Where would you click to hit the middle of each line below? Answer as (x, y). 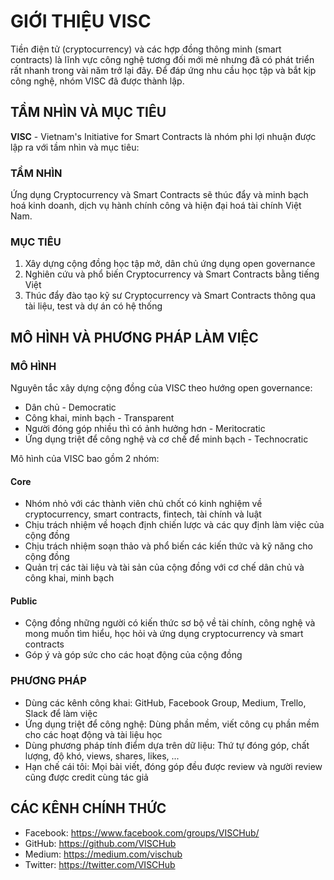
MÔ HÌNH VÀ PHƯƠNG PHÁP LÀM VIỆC (134, 337)
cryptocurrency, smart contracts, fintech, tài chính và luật (143, 514)
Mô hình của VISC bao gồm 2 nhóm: (85, 459)
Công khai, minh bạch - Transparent (99, 418)
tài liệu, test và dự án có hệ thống (93, 306)
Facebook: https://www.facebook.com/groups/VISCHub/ (142, 832)
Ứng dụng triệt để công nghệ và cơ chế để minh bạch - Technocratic (166, 439)
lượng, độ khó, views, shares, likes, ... (102, 756)
